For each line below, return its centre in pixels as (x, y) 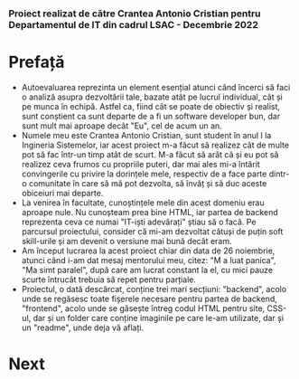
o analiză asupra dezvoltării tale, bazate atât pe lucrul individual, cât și (152, 97)
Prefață (37, 62)
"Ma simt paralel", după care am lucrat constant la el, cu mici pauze (147, 270)
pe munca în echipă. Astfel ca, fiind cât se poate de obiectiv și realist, (151, 106)
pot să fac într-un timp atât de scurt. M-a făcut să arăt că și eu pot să (150, 154)
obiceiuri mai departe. (62, 193)
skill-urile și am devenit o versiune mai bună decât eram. (126, 241)
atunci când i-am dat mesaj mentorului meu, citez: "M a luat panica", (149, 260)
